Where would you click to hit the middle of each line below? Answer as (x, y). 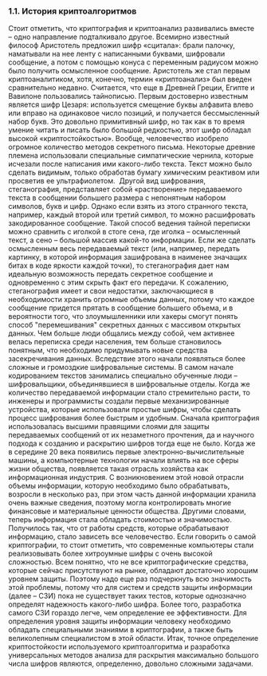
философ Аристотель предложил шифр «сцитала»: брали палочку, (122, 45)
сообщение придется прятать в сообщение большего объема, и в (121, 308)
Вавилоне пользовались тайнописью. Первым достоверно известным (128, 96)
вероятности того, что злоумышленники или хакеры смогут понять (123, 316)
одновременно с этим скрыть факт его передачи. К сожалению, (118, 283)
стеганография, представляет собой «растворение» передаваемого (126, 190)
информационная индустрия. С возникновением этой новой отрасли (126, 478)
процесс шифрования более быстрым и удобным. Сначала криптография (134, 418)
